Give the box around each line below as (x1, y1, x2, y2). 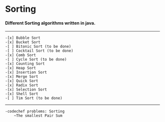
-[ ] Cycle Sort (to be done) (5, 57, 67, 62)
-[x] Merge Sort (5, 74, 38, 79)
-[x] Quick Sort (5, 79, 38, 84)
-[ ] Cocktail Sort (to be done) (5, 48, 74, 54)
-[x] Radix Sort (5, 83, 38, 88)
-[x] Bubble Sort (5, 35, 41, 40)
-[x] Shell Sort (5, 91, 38, 96)
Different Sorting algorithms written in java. (5, 20, 96, 26)
